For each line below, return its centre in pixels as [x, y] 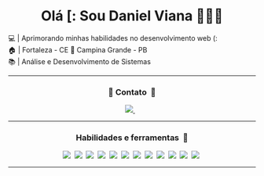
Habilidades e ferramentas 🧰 [132, 138]
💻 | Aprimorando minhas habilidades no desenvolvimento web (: [113, 38]
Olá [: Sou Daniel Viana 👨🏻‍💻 [132, 16]
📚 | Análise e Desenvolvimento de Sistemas [80, 61]
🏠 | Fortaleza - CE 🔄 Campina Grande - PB [78, 49]
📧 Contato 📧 [132, 92]
